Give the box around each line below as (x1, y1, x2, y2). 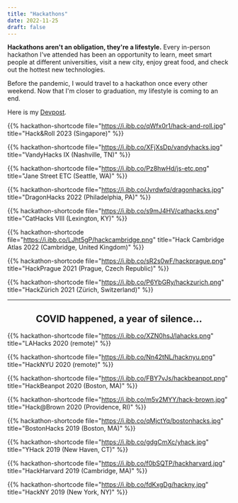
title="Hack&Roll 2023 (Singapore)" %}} (7, 129, 124, 138)
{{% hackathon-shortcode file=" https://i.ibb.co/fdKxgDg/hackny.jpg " (7, 480, 209, 489)
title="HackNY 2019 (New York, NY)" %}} (7, 488, 128, 497)
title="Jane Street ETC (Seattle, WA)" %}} (7, 171, 128, 181)
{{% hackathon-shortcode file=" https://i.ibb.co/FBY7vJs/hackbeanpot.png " (7, 374, 228, 383)
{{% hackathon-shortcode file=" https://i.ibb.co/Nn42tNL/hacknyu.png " (7, 353, 216, 361)
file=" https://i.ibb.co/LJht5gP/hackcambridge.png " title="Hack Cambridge (7, 235, 225, 244)
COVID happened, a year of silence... (35, 312, 203, 324)
